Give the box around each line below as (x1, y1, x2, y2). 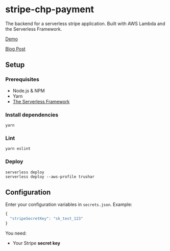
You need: (5, 230, 27, 236)
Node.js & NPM (12, 87, 45, 94)
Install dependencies (5, 111, 59, 118)
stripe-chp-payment (5, 4, 94, 15)
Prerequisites (5, 76, 39, 83)
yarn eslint (5, 146, 31, 151)
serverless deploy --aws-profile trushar (5, 174, 95, 179)
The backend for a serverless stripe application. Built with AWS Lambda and (5, 20, 165, 27)
